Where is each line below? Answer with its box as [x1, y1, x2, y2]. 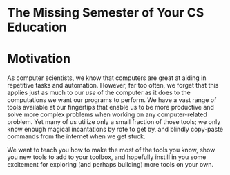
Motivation [7, 51, 71, 67]
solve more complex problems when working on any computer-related [7, 110, 207, 119]
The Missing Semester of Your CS [7, 5, 204, 21]
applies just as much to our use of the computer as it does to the [7, 88, 191, 97]
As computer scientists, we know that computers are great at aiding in [7, 74, 207, 82]
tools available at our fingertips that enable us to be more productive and [7, 103, 214, 112]
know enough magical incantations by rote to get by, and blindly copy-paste [7, 125, 223, 134]
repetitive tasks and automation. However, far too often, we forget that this [7, 81, 219, 90]
